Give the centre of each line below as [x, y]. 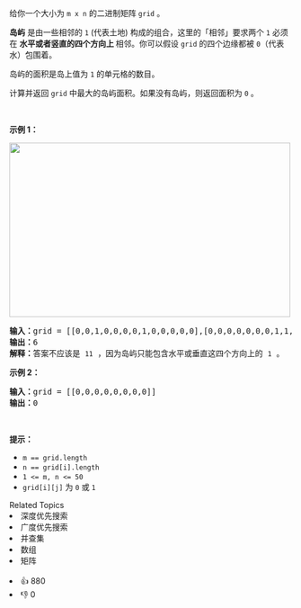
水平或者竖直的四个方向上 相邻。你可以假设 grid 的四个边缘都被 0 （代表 [152, 44]
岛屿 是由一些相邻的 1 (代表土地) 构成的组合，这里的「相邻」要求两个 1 [140, 32]
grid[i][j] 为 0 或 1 [59, 487]
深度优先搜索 [44, 516]
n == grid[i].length [61, 468]
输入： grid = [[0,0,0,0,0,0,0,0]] [83, 392]
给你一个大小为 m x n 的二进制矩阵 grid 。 [87, 13]
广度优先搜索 [44, 527]
